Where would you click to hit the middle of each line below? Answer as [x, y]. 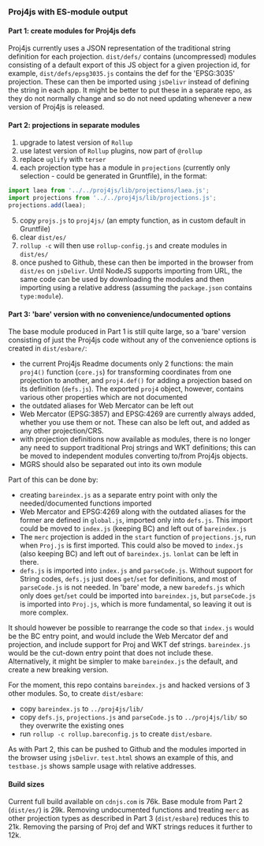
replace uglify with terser [63, 160]
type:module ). [41, 295]
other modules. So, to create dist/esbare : [76, 694]
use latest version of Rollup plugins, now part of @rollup [111, 151]
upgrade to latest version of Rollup [76, 143]
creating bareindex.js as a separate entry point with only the [119, 495]
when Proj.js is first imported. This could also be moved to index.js [131, 545]
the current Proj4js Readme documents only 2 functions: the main [126, 364]
